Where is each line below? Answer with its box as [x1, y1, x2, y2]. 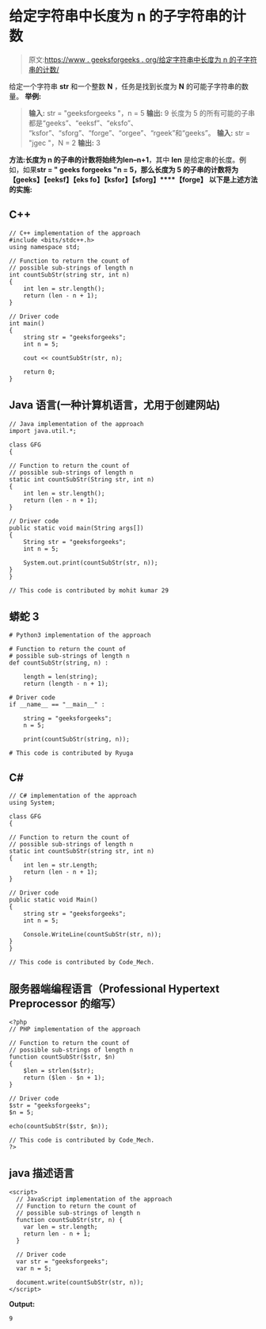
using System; [9, 799, 56, 807]
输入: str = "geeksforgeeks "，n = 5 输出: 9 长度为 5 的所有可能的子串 [28, 108, 256, 117]
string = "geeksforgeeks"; [23, 714, 112, 722]
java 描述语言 [9, 1166, 74, 1180]
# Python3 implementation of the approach [9, 631, 151, 639]
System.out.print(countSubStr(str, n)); [23, 558, 158, 567]
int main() [9, 319, 45, 327]
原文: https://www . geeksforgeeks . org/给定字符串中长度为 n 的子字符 [28, 55, 257, 64]
